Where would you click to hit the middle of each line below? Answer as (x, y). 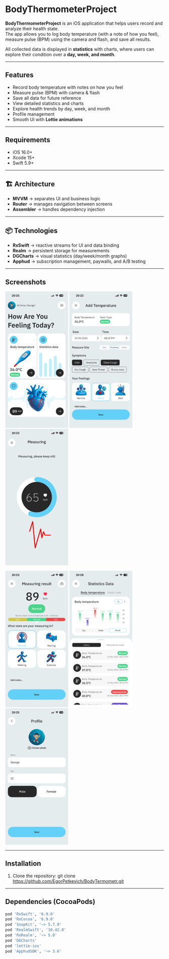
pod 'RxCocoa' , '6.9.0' (30, 919)
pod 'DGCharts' (21, 940)
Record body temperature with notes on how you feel (68, 87)
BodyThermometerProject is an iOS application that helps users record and (84, 23)
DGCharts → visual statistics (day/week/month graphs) (70, 256)
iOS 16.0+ (22, 152)
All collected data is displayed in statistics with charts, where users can (80, 49)
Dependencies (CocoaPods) (50, 902)
